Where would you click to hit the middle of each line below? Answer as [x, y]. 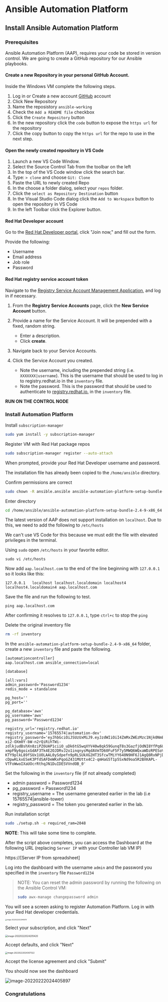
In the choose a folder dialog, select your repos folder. [68, 188]
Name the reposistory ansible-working [52, 107]
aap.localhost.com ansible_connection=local [52, 663]
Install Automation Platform [39, 414]
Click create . [33, 341]
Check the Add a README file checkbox [53, 112]
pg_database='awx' [24, 711]
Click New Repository [35, 102]
